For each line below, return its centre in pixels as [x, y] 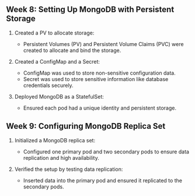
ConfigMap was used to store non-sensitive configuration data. [100, 73]
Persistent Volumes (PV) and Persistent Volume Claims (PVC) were [103, 44]
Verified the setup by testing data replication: [69, 169]
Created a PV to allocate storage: [54, 33]
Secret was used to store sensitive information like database [96, 79]
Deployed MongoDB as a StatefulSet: [59, 96]
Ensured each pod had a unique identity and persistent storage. [100, 108]
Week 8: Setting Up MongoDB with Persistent [90, 10]
